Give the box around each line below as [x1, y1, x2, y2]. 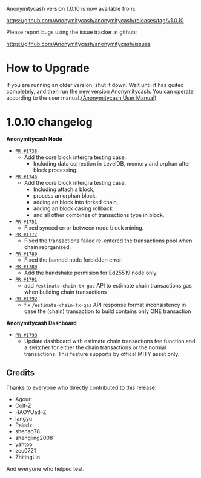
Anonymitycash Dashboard [6, 319, 77, 326]
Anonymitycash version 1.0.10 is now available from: [6, 5, 136, 12]
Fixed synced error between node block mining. [24, 224, 144, 231]
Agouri [15, 395, 32, 402]
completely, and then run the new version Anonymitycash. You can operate [6, 88, 194, 95]
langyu [15, 415, 33, 422]
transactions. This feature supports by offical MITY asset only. [24, 350, 180, 357]
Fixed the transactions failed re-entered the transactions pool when [24, 237, 193, 244]
